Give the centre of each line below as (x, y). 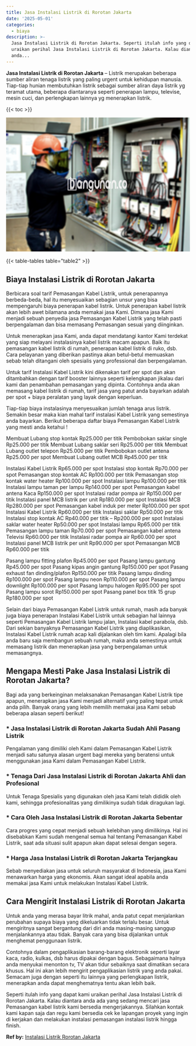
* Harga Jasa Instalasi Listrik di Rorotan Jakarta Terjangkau (92, 858)
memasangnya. (24, 653)
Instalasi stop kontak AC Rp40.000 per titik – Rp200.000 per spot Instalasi (95, 518)
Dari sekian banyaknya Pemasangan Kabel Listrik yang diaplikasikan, (89, 628)
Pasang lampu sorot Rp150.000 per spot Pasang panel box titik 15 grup (91, 592)
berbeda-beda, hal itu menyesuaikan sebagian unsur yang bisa (82, 300)
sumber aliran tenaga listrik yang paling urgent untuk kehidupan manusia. (94, 79)
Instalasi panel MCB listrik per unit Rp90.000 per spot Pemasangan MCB (93, 543)
